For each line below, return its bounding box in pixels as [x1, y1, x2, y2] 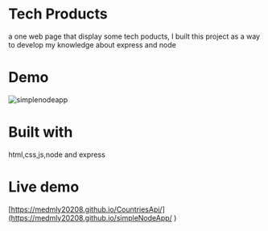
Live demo [8, 178, 80, 196]
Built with [8, 123, 73, 142]
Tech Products [8, 5, 109, 23]
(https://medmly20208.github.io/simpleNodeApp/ [8, 212, 173, 222]
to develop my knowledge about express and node [8, 39, 177, 49]
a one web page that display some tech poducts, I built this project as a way [8, 31, 260, 41]
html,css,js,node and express [8, 150, 106, 159]
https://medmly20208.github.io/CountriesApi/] [10, 204, 165, 214]
